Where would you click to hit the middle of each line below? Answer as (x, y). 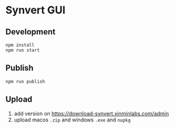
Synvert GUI (35, 10)
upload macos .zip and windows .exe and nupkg (72, 120)
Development (31, 32)
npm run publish (25, 81)
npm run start (23, 50)
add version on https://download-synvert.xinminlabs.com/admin (91, 113)
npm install (20, 45)
